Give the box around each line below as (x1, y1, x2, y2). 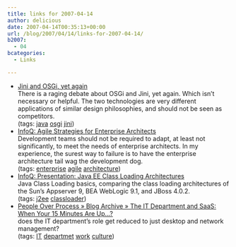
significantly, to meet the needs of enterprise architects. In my (17, 142, 199, 150)
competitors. (17, 112, 55, 120)
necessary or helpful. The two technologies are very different (17, 97, 196, 105)
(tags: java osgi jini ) (17, 119, 75, 128)
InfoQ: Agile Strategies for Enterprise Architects (17, 126, 157, 135)
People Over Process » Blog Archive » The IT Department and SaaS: (17, 202, 217, 210)
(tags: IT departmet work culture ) (17, 231, 115, 240)
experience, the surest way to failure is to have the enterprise (17, 149, 196, 157)
